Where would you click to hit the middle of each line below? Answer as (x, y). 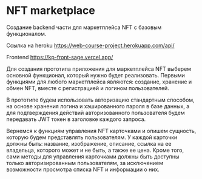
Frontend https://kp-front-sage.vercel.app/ (60, 57)
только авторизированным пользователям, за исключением (85, 163)
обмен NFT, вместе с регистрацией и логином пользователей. (88, 88)
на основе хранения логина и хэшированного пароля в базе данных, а (98, 106)
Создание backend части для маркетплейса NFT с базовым (84, 27)
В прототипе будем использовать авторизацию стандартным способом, (101, 100)
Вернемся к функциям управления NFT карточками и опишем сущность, (101, 131)
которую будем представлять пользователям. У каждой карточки (92, 137)
